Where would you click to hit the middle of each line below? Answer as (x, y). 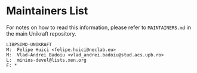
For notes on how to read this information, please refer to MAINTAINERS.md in (99, 27)
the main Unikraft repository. (41, 33)
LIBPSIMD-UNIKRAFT (29, 45)
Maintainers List (47, 11)
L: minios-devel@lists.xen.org (46, 60)
